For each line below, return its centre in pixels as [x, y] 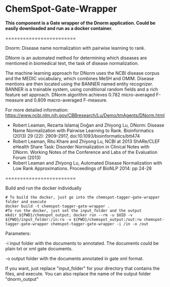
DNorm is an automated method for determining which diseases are [76, 58]
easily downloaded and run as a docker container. [59, 28]
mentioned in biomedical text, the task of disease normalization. [72, 63]
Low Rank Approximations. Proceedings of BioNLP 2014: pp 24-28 [82, 168]
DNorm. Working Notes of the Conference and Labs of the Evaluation [85, 152]
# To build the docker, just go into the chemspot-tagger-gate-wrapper [82, 197]
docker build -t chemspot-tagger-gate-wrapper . [58, 206]
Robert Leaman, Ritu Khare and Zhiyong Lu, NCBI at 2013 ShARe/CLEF [86, 141]
